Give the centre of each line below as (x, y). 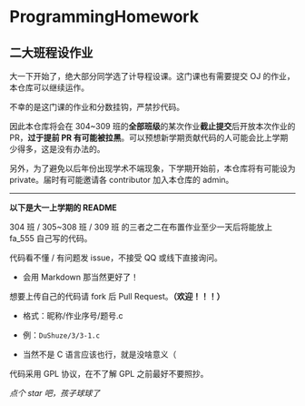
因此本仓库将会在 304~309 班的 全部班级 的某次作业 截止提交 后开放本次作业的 (152, 126)
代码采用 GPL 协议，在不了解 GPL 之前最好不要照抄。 (109, 374)
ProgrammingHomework (104, 17)
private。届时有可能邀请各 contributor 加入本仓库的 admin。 (122, 180)
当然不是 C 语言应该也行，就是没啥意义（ (99, 354)
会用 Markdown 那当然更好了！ (80, 277)
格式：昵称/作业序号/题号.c (73, 315)
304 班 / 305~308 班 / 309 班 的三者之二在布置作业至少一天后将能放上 (141, 227)
